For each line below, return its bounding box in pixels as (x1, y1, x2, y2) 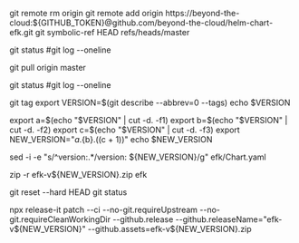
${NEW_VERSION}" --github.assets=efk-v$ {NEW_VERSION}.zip (13, 224, 252, 234)
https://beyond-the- (165, 8, 240, 18)
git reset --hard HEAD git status (9, 187, 128, 198)
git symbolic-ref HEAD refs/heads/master (34, 27, 190, 37)
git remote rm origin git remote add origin (9, 8, 164, 18)
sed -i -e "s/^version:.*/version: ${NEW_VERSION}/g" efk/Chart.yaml (9, 151, 266, 162)
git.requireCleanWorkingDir (9, 214, 111, 225)
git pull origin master (9, 63, 86, 73)
